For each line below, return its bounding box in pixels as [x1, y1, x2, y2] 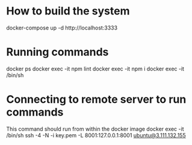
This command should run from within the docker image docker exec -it [6, 125, 184, 132]
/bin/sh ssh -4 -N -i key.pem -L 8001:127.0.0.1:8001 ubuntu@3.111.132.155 [6, 131, 186, 139]
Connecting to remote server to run [6, 93, 187, 106]
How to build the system [6, 4, 130, 18]
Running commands [6, 45, 109, 59]
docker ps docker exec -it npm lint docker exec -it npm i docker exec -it [6, 65, 185, 72]
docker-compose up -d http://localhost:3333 [6, 24, 118, 31]
